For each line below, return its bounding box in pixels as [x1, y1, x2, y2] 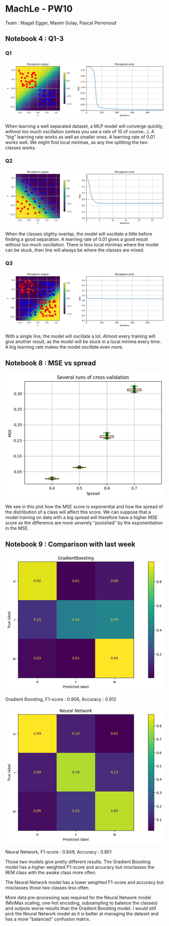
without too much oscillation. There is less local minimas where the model [5, 242, 159, 248]
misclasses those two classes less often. [5, 885, 90, 891]
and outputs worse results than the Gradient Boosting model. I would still [5, 905, 156, 911]
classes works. [5, 145, 36, 151]
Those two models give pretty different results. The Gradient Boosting [5, 859, 151, 865]
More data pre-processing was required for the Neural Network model [5, 895, 151, 901]
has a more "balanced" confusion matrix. [5, 916, 91, 922]
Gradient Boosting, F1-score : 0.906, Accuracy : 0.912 [5, 696, 117, 702]
